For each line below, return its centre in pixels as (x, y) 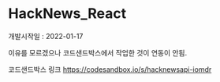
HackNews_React (67, 14)
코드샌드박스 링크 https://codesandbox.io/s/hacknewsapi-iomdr (110, 69)
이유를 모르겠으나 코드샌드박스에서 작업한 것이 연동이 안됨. (98, 52)
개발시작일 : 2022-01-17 (46, 36)
